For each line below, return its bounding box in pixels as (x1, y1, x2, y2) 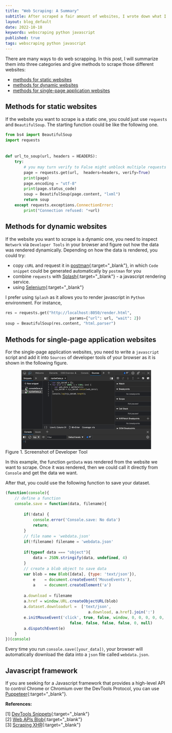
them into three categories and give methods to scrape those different (5, 61, 154, 67)
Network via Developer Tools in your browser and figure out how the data (5, 241, 159, 247)
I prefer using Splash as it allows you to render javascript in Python (5, 294, 145, 300)
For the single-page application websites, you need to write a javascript (5, 349, 159, 355)
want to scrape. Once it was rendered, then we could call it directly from (5, 464, 158, 470)
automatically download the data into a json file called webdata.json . (5, 651, 150, 658)
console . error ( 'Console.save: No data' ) (32, 517, 121, 523)
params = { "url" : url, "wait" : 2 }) (69, 315, 141, 321)
